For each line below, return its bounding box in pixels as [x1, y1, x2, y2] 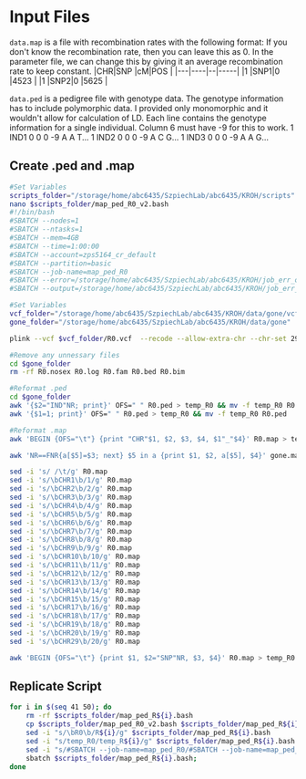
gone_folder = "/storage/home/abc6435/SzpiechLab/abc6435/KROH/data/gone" [9, 317, 291, 327]
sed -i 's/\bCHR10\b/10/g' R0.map [9, 552, 141, 562]
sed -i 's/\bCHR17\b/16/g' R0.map [9, 603, 141, 612]
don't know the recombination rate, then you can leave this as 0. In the [9, 46, 274, 57]
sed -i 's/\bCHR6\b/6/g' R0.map [9, 518, 132, 527]
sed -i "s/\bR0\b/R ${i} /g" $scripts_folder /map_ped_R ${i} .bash [25, 728, 271, 738]
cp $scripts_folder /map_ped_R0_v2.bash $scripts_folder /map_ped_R [25, 720, 283, 729]
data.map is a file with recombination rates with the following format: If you [9, 36, 288, 47]
